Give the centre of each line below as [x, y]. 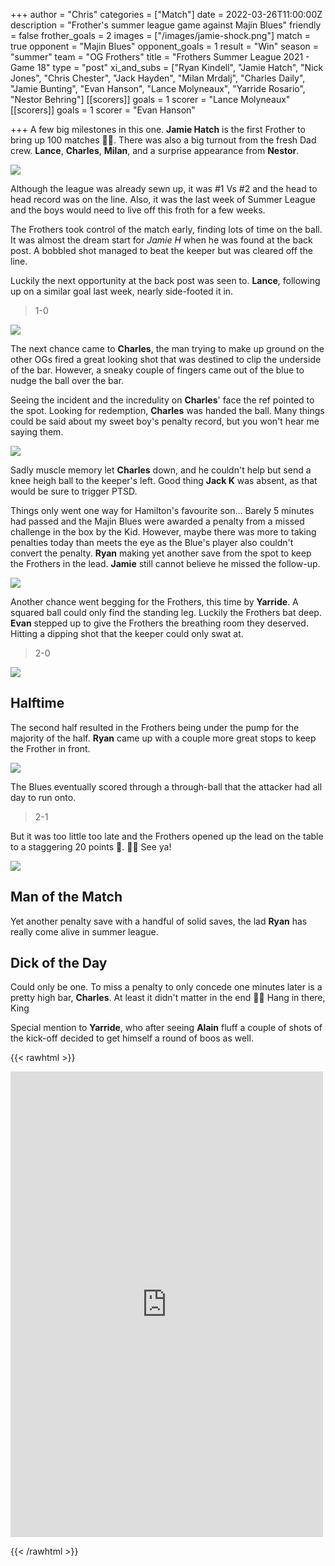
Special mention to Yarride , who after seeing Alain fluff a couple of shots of [166, 1028]
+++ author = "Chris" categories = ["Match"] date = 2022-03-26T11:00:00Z [166, 14]
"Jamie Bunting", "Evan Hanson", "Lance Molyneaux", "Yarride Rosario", [158, 88]
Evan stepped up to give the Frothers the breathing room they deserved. [159, 623]
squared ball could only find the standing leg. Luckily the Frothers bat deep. [166, 612]
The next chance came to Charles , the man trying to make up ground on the [167, 348]
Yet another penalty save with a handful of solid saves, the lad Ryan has [159, 921]
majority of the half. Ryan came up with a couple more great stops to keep [163, 738]
